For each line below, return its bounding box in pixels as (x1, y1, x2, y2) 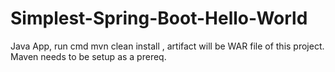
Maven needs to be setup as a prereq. (10, 50, 167, 62)
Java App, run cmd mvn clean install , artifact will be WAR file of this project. (10, 40, 325, 52)
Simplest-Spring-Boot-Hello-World (10, 7, 308, 30)
